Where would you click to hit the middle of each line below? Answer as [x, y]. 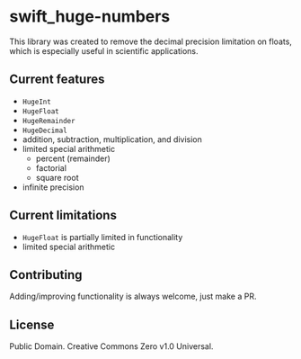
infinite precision [53, 187]
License [32, 324]
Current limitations [63, 215]
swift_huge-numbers [90, 17]
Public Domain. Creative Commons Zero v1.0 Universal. [111, 346]
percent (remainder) [73, 158]
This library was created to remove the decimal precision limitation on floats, [150, 41]
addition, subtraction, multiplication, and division [112, 139]
